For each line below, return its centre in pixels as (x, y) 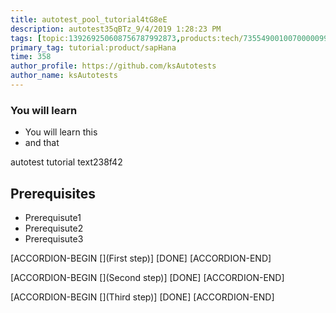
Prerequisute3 (54, 238)
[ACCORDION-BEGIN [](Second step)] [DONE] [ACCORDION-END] (147, 277)
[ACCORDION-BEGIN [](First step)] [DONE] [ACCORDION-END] (141, 258)
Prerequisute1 (53, 217)
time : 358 (31, 57)
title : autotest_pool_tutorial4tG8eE (89, 19)
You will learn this (61, 132)
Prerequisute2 (54, 228)
